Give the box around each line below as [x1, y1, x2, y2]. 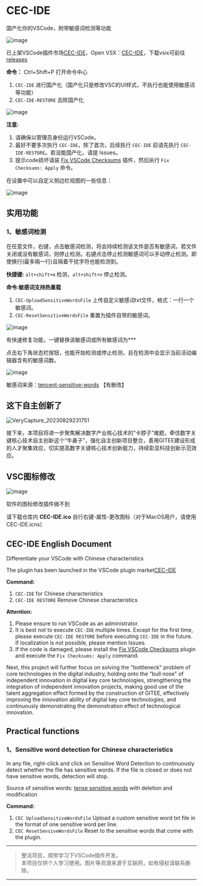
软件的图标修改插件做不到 [6, 500, 70, 508]
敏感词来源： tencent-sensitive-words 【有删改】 [6, 381, 127, 388]
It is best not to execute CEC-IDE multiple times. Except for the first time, [14, 626, 193, 634]
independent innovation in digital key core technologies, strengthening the [6, 677, 192, 684]
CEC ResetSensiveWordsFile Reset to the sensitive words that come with [14, 827, 193, 834]
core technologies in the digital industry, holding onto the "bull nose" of [6, 670, 184, 678]
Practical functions [6, 726, 80, 737]
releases [6, 56, 28, 63]
